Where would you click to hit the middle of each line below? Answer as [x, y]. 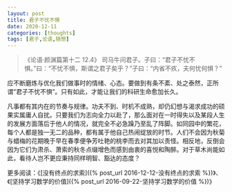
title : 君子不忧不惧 [33, 20]
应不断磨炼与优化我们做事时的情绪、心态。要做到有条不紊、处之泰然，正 [110, 83]
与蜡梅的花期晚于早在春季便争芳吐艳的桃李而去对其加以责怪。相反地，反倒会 [116, 141]
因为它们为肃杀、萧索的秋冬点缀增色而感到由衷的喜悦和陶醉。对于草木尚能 [113, 150]
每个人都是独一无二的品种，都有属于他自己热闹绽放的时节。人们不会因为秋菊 [116, 133]
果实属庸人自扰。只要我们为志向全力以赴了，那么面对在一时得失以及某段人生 [116, 115]
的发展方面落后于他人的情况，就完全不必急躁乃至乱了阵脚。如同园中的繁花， [116, 124]
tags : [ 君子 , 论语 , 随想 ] [38, 39]
